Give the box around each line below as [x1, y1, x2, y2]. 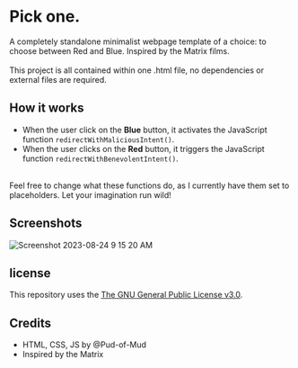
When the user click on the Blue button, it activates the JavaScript [22, 124, 267, 135]
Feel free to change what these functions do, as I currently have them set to [9, 180, 290, 191]
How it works [9, 101, 84, 116]
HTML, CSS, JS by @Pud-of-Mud [22, 339, 146, 350]
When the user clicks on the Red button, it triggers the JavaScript [22, 143, 265, 154]
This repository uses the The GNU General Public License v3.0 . [9, 290, 243, 301]
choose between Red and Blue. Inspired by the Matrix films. [9, 45, 231, 56]
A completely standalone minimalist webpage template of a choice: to [9, 36, 267, 47]
